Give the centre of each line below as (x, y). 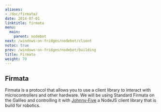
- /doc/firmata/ (21, 14)
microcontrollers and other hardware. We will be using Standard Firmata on (80, 95)
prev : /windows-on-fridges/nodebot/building (51, 50)
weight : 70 (16, 59)
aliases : (14, 9)
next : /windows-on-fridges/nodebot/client (48, 41)
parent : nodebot (30, 37)
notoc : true (17, 45)
